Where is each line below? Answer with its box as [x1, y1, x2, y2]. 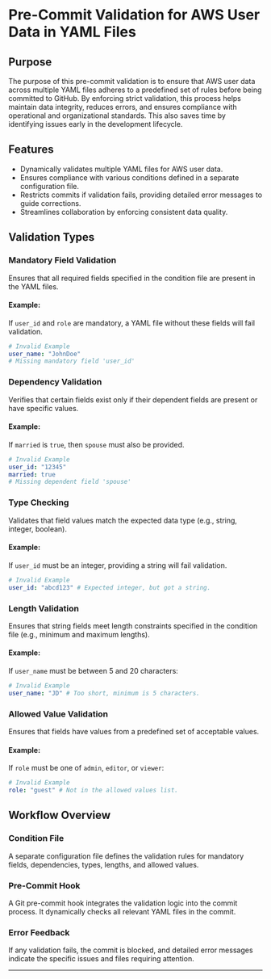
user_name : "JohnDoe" [8, 350, 81, 358]
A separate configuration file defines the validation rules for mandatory [8, 851, 244, 861]
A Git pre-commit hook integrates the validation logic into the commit [8, 898, 238, 908]
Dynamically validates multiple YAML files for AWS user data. [19, 164, 223, 174]
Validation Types [8, 230, 95, 244]
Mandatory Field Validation [8, 254, 117, 266]
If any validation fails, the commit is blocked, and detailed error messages [8, 945, 253, 955]
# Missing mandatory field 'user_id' [8, 357, 135, 365]
